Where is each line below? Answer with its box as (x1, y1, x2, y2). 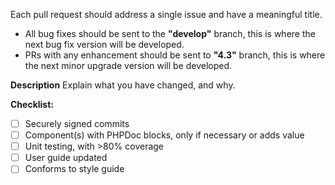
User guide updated (24, 152, 108, 164)
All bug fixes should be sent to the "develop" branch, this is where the (24, 28, 316, 39)
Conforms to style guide (24, 163, 125, 175)
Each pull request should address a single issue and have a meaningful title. (10, 9, 323, 20)
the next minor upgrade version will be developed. (24, 60, 233, 71)
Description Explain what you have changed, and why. (10, 79, 236, 91)
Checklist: (10, 99, 55, 110)
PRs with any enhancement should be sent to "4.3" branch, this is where (24, 49, 326, 61)
